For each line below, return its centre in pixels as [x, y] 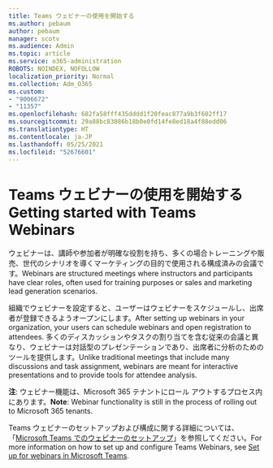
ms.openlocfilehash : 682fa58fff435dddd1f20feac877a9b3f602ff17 [118, 115]
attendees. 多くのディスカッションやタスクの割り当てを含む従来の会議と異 [134, 337]
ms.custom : [27, 91]
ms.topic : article [39, 54]
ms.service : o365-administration [65, 62]
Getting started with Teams [102, 212]
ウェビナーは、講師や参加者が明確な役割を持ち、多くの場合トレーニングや [133, 253]
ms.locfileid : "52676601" [52, 152]
